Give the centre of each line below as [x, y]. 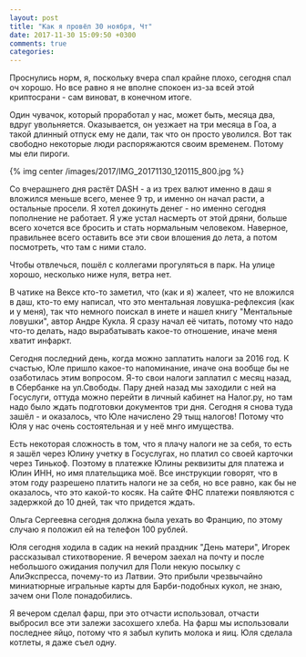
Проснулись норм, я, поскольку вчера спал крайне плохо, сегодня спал [150, 78]
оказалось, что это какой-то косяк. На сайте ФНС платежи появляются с [152, 493]
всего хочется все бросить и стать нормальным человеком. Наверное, [149, 228]
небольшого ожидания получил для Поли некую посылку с [125, 567]
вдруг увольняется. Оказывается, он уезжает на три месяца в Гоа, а [143, 125]
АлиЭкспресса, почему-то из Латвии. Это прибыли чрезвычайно [136, 577]
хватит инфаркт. [41, 341]
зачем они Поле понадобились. [71, 596]
